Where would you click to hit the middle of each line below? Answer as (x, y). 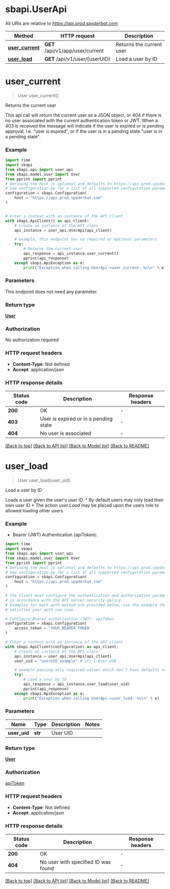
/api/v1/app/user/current (74, 51)
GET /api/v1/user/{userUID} (78, 59)
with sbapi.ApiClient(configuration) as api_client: (62, 646)
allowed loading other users (34, 510)
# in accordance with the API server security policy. (64, 600)
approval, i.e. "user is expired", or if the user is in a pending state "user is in (84, 131)
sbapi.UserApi (36, 9)
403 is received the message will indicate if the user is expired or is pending (85, 126)
